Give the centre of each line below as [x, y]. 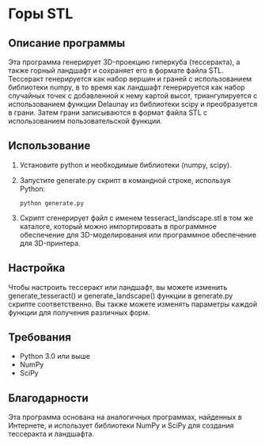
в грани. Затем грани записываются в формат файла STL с [108, 112]
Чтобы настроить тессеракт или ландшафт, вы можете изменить [118, 287]
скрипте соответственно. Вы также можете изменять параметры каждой [133, 304]
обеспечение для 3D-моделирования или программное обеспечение [138, 234]
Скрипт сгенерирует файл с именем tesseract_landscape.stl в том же [136, 218]
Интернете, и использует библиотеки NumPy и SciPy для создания [121, 425]
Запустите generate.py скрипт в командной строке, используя [125, 180]
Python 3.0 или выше [55, 356]
